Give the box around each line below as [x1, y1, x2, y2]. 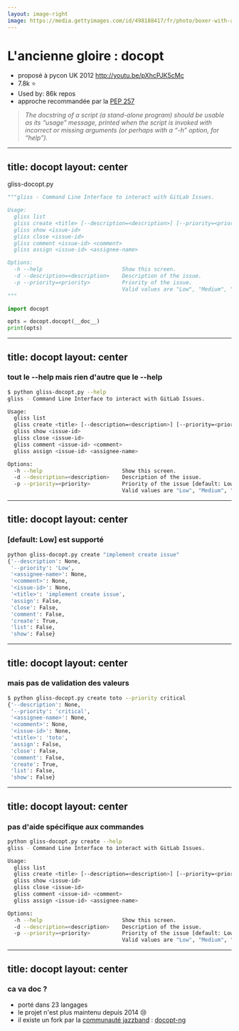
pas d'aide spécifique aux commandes [7, 822, 144, 831]
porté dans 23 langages [17, 1000, 88, 1009]
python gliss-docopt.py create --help [7, 838, 122, 845]
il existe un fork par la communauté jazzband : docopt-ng [17, 1015, 186, 1024]
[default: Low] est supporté [7, 535, 105, 545]
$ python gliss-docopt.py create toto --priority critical [7, 694, 186, 702]
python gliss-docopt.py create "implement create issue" [7, 551, 180, 558]
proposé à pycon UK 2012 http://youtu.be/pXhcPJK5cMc [17, 71, 184, 80]
